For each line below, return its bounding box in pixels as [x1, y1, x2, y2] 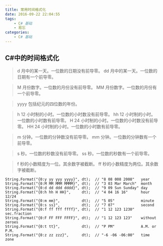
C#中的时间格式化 [5, 54, 60, 62]
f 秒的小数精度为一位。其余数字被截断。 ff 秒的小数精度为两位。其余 [17, 161, 154, 167]
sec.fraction [5, 211, 32, 216]
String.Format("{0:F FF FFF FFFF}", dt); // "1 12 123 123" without [5, 215, 157, 221]
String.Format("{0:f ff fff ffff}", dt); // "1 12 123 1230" [5, 207, 135, 212]
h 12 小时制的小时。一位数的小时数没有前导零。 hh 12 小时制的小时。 [17, 111, 156, 117]
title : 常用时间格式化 [5, 7, 47, 12]
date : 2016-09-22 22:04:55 [5, 12, 60, 17]
